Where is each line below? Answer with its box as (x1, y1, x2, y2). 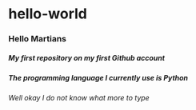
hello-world (8, 5, 88, 23)
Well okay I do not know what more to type (8, 93, 150, 103)
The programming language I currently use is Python (8, 73, 189, 83)
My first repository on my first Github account (8, 53, 166, 62)
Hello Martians (8, 33, 66, 45)
